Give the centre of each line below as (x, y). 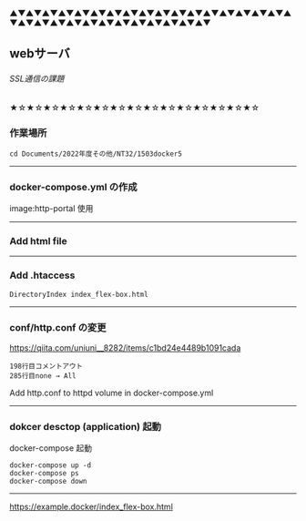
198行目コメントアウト (46, 367)
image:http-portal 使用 (51, 209)
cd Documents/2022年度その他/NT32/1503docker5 (96, 154)
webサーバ (40, 54)
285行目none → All (43, 376)
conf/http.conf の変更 (58, 327)
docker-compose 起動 (51, 448)
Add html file (39, 241)
